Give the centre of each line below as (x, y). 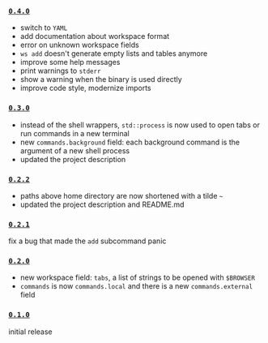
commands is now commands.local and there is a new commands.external (136, 286)
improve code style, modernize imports (85, 88)
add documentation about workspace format (95, 36)
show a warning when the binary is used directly (101, 79)
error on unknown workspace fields (79, 45)
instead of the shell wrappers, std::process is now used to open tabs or (140, 125)
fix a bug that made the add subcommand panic (87, 241)
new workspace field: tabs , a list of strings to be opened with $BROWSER (137, 277)
